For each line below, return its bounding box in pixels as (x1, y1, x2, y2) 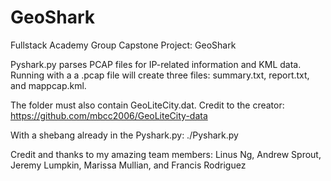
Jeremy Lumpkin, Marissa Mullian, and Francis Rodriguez (10, 159, 247, 171)
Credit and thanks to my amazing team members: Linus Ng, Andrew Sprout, (10, 148, 322, 160)
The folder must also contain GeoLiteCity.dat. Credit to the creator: (10, 99, 285, 111)
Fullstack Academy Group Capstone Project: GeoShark (10, 39, 237, 51)
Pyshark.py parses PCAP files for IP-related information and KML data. (10, 58, 302, 70)
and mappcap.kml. (10, 79, 87, 91)
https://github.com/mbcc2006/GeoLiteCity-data (10, 109, 208, 121)
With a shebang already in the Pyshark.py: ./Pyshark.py (10, 129, 239, 141)
